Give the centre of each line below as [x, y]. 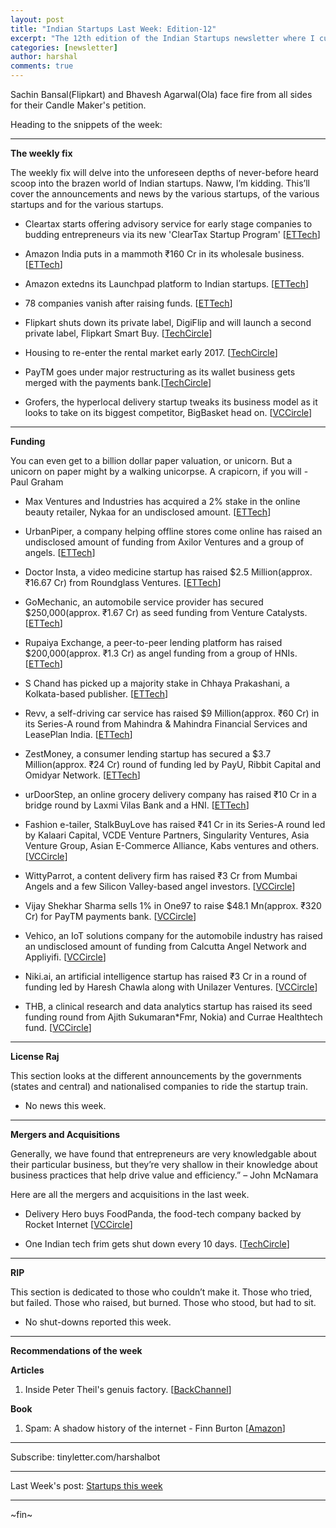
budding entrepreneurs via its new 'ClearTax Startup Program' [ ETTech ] [172, 234]
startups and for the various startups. [87, 204]
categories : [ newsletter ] [64, 47]
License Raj [35, 1056]
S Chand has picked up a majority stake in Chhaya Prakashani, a [157, 683]
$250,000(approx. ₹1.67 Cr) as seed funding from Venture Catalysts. [166, 612]
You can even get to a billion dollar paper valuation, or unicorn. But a [151, 460]
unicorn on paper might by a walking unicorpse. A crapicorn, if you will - [159, 471]
